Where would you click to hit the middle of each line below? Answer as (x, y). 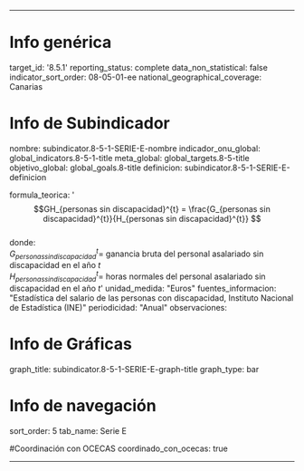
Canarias (26, 86)
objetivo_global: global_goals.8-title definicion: (96, 168)
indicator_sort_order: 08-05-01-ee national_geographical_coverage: (136, 77)
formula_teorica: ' (42, 195)
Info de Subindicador (90, 124)
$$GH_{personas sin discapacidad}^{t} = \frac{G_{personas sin (152, 208)
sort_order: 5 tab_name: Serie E (68, 430)
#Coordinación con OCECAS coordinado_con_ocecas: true (119, 448)
